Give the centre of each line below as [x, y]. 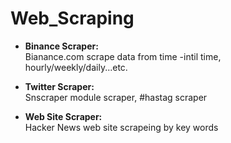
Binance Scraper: [61, 46]
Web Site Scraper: [63, 116]
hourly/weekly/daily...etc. [76, 67]
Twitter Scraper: [59, 86]
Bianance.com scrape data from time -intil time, [123, 56]
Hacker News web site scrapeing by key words [121, 127]
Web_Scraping [72, 18]
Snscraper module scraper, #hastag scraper [116, 97]
